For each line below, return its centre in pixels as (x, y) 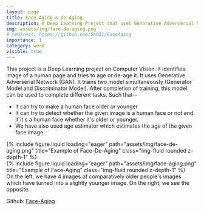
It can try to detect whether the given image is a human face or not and (104, 112)
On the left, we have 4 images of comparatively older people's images (94, 176)
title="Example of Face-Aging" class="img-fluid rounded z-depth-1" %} (96, 170)
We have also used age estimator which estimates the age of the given (104, 126)
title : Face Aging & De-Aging (45, 18)
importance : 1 (24, 40)
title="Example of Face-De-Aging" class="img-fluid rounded (111, 150)
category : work (25, 46)
